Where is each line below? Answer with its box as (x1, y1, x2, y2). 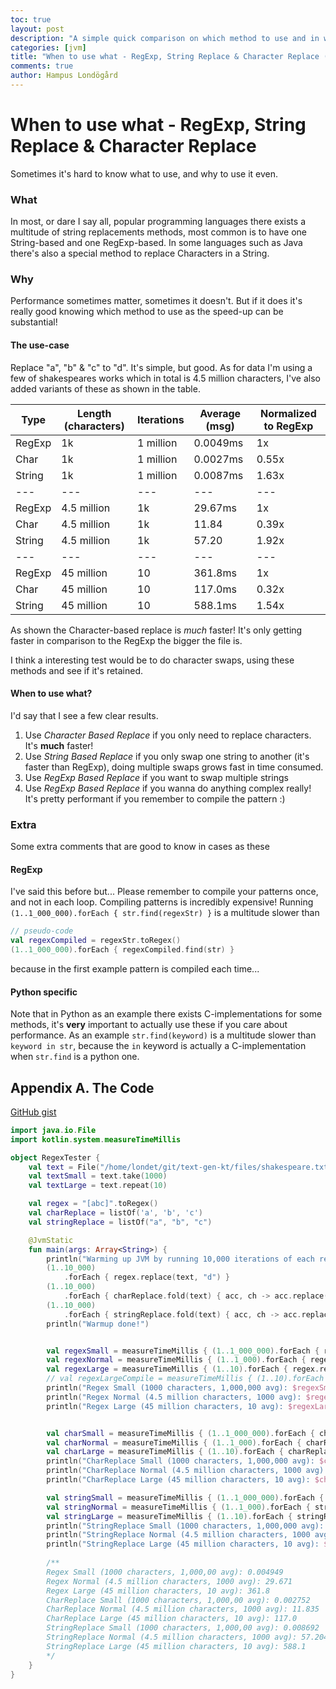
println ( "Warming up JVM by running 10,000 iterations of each (46, 1254, 315, 1264)
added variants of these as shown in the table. (10, 382, 201, 395)
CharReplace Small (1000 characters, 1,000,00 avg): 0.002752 (46, 1595, 311, 1605)
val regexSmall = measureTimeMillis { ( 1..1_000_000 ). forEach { (46, 1346, 320, 1356)
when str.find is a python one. (10, 1051, 140, 1063)
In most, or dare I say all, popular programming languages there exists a (10, 216, 307, 228)
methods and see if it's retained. (10, 664, 144, 676)
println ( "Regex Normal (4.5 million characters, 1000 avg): (46, 1392, 302, 1402)
